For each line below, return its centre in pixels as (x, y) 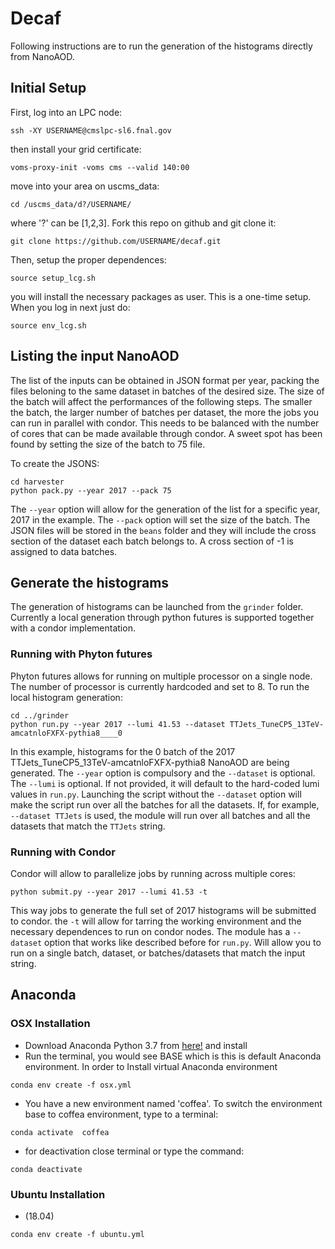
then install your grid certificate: (76, 149)
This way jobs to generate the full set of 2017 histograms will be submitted (163, 910)
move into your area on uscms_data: (85, 186)
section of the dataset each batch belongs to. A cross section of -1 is (152, 541)
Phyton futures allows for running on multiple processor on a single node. (161, 676)
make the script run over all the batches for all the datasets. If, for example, (165, 804)
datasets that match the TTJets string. (88, 826)
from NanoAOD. (42, 56)
